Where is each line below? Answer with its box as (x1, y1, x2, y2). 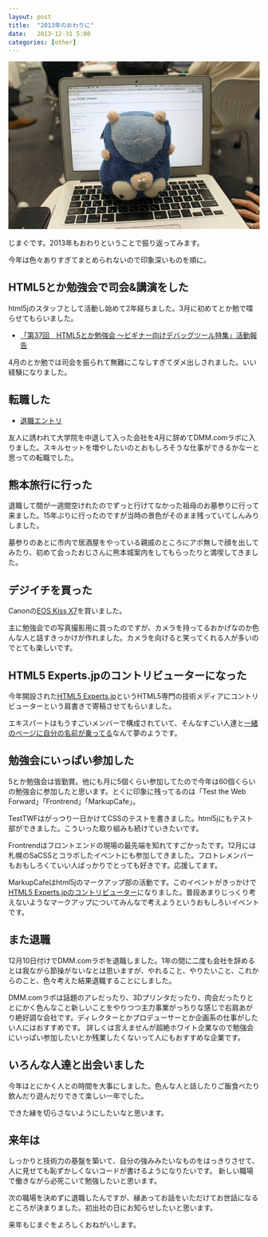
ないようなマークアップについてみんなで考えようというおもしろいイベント (14, 897, 260, 906)
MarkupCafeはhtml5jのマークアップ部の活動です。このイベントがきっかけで (8, 877, 257, 886)
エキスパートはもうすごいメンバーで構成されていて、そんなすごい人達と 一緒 (8, 719, 258, 728)
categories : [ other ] (8, 38, 77, 46)
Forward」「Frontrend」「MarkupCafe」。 (8, 796, 140, 806)
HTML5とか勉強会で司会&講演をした (8, 280, 189, 295)
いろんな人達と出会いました (8, 1058, 145, 1072)
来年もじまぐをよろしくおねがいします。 (8, 1220, 141, 1230)
